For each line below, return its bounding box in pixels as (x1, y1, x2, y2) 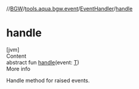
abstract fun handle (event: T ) (6, 58, 80, 66)
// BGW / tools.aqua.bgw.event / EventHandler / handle (6, 5, 133, 12)
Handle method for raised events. (6, 76, 90, 84)
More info (6, 65, 31, 72)
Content (6, 52, 27, 60)
